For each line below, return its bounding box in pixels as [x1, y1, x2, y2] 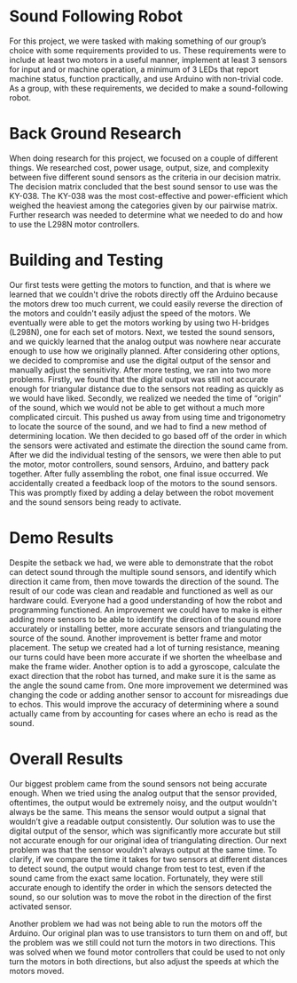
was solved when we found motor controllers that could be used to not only [9, 947, 285, 957]
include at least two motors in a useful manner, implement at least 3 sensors [9, 54, 288, 65]
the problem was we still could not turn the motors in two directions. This [9, 937, 276, 947]
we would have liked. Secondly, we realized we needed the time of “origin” [9, 393, 282, 404]
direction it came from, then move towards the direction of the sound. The [9, 576, 279, 587]
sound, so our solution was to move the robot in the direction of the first [9, 891, 272, 902]
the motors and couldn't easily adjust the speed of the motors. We [9, 308, 251, 318]
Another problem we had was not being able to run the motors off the [9, 918, 263, 929]
